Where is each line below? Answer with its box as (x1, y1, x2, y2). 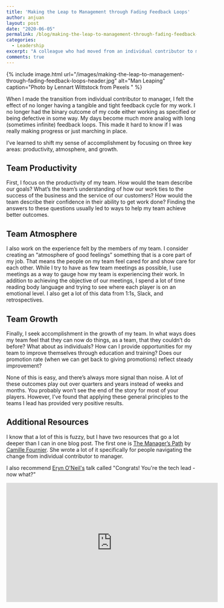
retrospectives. (6, 296, 44, 303)
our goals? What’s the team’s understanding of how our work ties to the (6, 185, 184, 193)
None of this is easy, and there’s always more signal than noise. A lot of (6, 374, 184, 382)
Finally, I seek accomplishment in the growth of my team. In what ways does (6, 330, 196, 337)
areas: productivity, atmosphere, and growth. (6, 145, 119, 153)
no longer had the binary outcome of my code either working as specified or (6, 108, 196, 115)
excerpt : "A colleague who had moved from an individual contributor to (6, 48, 193, 55)
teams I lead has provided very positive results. (6, 400, 124, 407)
